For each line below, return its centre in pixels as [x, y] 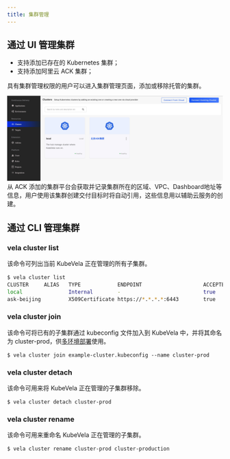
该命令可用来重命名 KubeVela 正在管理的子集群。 [76, 435]
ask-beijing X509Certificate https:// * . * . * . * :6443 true [111, 299]
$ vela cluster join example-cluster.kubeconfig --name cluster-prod [108, 355]
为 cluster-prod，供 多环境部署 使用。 [59, 341]
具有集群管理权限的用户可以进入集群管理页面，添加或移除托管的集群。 [106, 86]
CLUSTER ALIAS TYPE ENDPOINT [75, 284]
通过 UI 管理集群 [41, 45]
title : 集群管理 [28, 14]
